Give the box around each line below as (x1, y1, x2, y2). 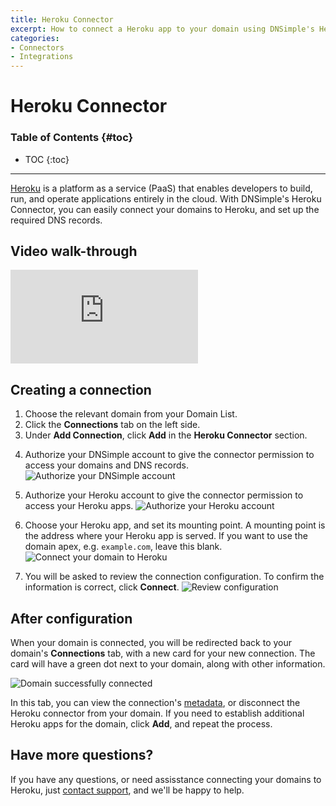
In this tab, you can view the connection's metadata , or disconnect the (10, 697, 301, 709)
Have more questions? (10, 747, 154, 764)
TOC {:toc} (24, 153, 70, 165)
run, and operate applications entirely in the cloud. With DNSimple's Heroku (10, 192, 322, 205)
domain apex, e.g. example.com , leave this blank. (24, 541, 223, 553)
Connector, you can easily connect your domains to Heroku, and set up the (10, 203, 320, 215)
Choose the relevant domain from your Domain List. (24, 408, 238, 420)
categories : (10, 33, 60, 43)
